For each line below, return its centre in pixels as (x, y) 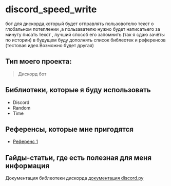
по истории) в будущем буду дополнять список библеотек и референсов (85, 40)
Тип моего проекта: (39, 62)
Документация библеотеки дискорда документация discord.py (74, 178)
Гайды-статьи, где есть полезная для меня (79, 158)
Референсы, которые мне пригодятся (69, 129)
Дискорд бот (32, 74)
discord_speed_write (51, 9)
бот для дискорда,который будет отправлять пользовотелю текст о (80, 24)
